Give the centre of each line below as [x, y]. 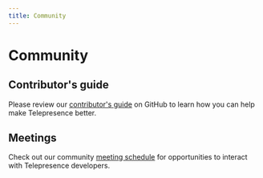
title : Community [37, 16]
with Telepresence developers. [59, 166]
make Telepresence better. [53, 112]
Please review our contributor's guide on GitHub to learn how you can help [131, 104]
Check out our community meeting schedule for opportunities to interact [128, 157]
